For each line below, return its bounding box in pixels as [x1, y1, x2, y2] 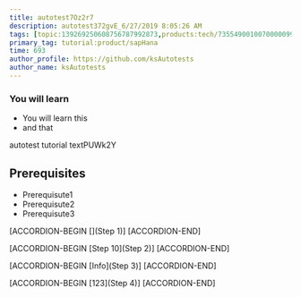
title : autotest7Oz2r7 [9, 13, 94, 22]
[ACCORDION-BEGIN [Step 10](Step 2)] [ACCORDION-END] [9, 242, 230, 253]
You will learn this [21, 113, 88, 123]
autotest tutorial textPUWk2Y [9, 140, 116, 150]
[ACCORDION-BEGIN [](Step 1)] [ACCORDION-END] [9, 225, 202, 236]
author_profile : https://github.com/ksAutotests [9, 55, 194, 64]
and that [21, 123, 54, 133]
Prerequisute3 [21, 208, 75, 219]
